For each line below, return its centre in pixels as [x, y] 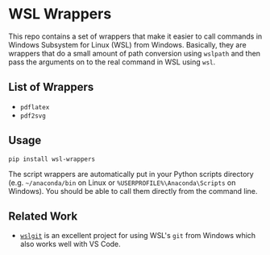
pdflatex [35, 107]
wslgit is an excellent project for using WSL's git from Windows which [138, 236]
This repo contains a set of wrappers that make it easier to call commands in [135, 36]
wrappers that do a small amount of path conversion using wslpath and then [134, 53]
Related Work [43, 216]
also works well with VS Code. [70, 244]
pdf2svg [33, 116]
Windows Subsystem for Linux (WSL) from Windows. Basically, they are [128, 44]
